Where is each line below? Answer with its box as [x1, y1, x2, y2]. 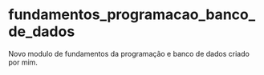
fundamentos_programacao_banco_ [8, 6, 256, 24]
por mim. [8, 57, 39, 67]
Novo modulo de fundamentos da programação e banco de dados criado [8, 49, 250, 58]
